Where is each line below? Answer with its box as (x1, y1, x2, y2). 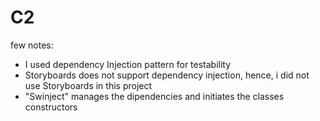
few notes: (10, 39, 54, 51)
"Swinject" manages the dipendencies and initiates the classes (24, 90, 285, 102)
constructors (24, 101, 78, 113)
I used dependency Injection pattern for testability (24, 58, 232, 70)
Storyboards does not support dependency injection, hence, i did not (24, 69, 310, 81)
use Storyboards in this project (24, 79, 153, 91)
